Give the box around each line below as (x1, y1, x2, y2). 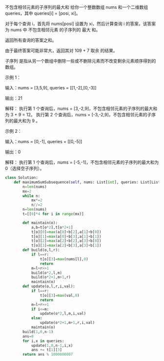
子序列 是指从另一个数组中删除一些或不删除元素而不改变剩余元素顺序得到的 (5, 58, 156, 64)
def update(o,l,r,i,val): (22, 284, 76, 289)
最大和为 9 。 (13, 118, 41, 124)
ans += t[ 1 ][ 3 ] (31, 347, 62, 353)
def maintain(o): (22, 220, 58, 225)
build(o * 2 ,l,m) (31, 270, 62, 275)
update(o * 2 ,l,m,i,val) (40, 311, 86, 316)
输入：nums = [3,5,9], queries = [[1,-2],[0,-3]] (5, 85, 97, 90)
